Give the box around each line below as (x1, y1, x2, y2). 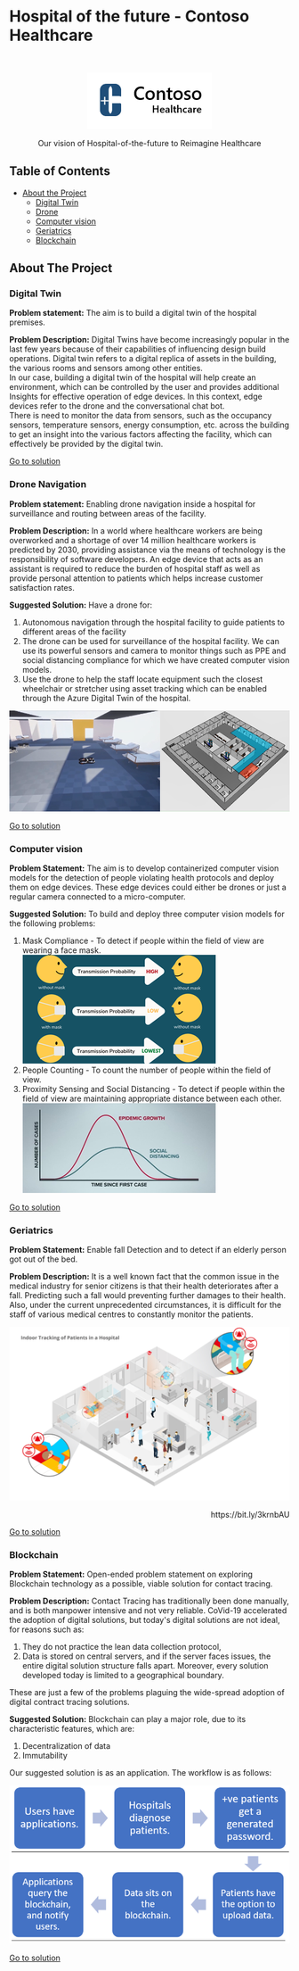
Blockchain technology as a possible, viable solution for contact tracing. (9, 1578, 273, 1589)
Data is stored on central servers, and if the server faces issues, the (21, 1651, 271, 1661)
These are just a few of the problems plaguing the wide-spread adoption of (9, 1687, 285, 1698)
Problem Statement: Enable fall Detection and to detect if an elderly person (9, 1245, 287, 1255)
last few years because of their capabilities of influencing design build (9, 344, 267, 354)
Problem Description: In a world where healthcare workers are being (9, 525, 263, 536)
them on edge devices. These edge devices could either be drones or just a (9, 882, 287, 892)
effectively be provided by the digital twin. (9, 439, 164, 450)
